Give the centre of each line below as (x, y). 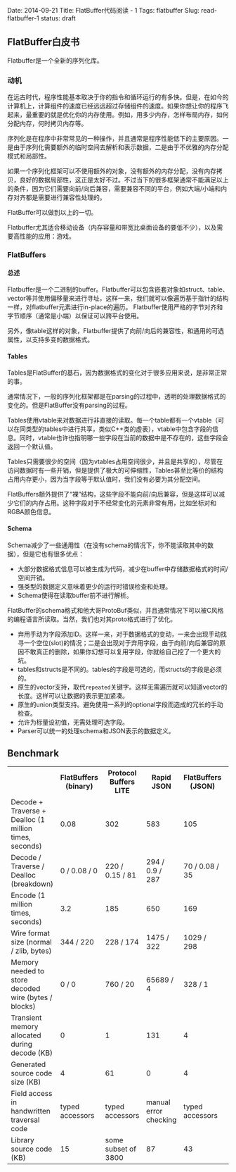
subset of (121, 1149)
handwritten (31, 1111)
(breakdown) (32, 884)
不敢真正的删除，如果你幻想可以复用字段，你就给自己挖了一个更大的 (122, 652)
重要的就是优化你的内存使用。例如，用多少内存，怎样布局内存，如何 (130, 115)
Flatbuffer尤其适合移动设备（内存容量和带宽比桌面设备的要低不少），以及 (112, 227)
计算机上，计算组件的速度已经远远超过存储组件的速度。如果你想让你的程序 (115, 106)
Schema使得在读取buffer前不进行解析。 (75, 595)
